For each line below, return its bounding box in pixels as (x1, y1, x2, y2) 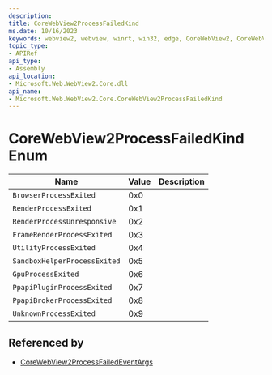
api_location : (8, 72, 57, 80)
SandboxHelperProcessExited (12, 257, 121, 266)
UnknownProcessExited (12, 309, 96, 318)
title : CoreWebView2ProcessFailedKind (8, 19, 139, 28)
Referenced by (8, 335, 84, 349)
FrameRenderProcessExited (12, 230, 113, 240)
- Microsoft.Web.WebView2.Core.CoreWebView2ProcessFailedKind (8, 95, 223, 103)
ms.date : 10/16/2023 (8, 27, 79, 35)
